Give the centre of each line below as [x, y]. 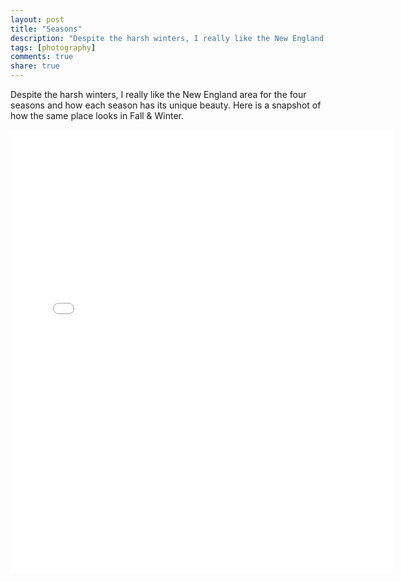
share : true [35, 66]
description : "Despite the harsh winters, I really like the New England [167, 38]
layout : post [37, 19]
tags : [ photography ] [53, 47]
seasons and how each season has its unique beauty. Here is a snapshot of [166, 105]
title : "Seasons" [46, 29]
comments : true [42, 57]
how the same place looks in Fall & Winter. [97, 115]
